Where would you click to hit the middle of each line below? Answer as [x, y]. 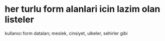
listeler [20, 20]
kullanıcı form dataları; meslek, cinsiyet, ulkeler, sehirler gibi [66, 33]
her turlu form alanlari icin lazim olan [82, 9]
